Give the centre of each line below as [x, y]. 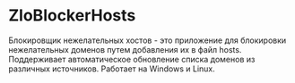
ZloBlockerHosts [72, 16]
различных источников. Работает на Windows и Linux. [112, 69]
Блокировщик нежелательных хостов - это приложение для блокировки [147, 40]
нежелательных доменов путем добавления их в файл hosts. [125, 49]
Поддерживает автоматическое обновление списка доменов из [132, 59]
